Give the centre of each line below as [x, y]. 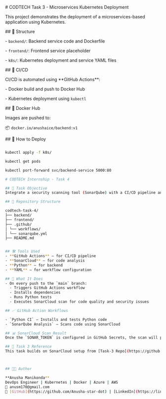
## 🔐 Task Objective [26, 188]
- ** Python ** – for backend [34, 265]
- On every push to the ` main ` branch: [46, 283]
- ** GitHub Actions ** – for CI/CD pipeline [51, 256]
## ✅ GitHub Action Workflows [37, 310]
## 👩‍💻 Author [19, 369]
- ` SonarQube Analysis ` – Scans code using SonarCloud [63, 324]
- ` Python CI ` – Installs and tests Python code [56, 319]
